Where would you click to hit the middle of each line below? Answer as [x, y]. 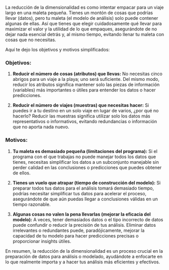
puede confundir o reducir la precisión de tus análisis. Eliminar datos [84, 225]
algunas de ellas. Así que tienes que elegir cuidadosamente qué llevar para [84, 23]
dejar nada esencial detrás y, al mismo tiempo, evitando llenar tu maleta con [85, 34]
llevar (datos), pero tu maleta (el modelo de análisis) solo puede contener [82, 18]
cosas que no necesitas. [31, 40]
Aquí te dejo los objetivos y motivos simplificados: [58, 50]
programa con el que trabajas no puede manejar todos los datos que [84, 157]
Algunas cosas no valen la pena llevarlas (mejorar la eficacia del [82, 214]
